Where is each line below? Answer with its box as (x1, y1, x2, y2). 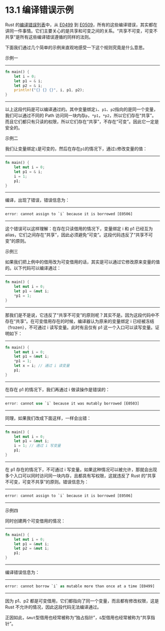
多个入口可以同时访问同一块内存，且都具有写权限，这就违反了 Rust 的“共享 (5, 473, 156, 478)
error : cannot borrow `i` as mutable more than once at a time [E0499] (5, 584, 155, 589)
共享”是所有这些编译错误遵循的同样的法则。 (5, 34, 93, 40)
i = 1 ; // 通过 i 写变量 (14, 443, 61, 448)
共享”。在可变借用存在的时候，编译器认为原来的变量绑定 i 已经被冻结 (15, 318, 155, 324)
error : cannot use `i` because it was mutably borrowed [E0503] (5, 401, 139, 406)
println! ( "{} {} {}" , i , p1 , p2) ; (14, 88, 84, 93)
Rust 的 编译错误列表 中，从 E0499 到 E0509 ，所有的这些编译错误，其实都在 (5, 22, 158, 28)
